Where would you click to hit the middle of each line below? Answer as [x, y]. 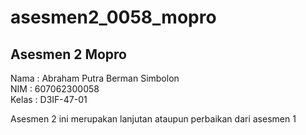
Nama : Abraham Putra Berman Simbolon [95, 78]
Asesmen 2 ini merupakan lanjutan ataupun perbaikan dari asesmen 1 [153, 119]
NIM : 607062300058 [55, 89]
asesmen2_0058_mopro [113, 17]
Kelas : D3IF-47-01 [49, 99]
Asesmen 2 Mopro [68, 54]
